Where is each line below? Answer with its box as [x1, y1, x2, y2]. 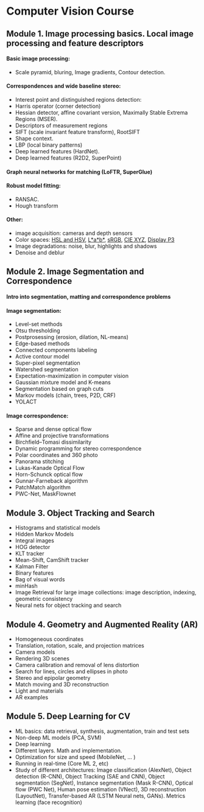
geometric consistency [15, 595, 73, 603]
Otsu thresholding [15, 327, 60, 334]
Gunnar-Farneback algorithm [15, 477, 88, 485]
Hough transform [15, 202, 58, 209]
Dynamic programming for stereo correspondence [15, 445, 142, 452]
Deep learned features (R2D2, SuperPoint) [15, 154, 122, 161]
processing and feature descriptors [6, 38, 144, 48]
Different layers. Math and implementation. [15, 747, 122, 754]
